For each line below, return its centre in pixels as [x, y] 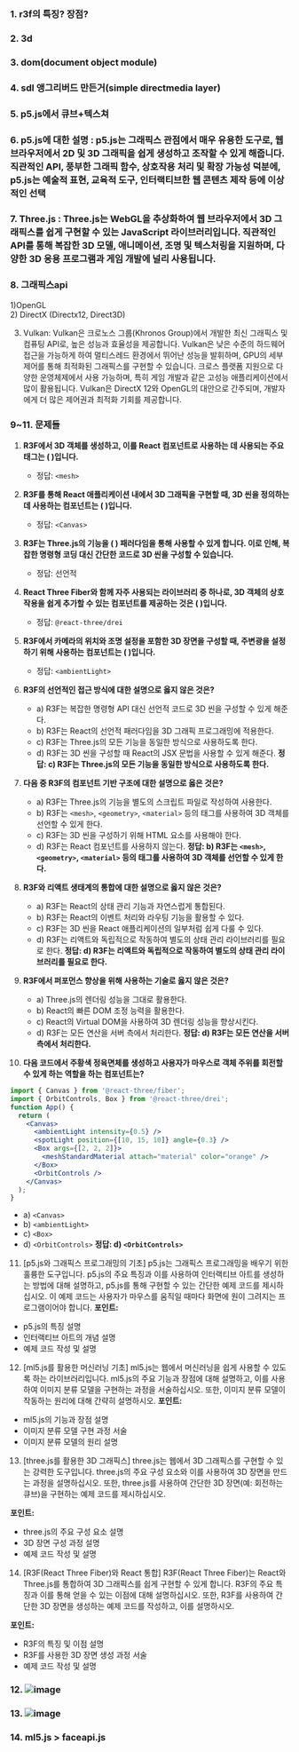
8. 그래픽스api [39, 285]
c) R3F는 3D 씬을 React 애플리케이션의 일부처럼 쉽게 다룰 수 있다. [150, 929]
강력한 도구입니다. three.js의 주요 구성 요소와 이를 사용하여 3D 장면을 [152, 1472]
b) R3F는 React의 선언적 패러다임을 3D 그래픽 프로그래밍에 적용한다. [155, 731]
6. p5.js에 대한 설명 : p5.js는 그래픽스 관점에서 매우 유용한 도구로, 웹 [147, 139]
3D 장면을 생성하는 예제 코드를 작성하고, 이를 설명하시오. [137, 1606]
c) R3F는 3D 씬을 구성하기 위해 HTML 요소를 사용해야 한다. [139, 836]
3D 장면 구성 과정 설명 [61, 1543]
